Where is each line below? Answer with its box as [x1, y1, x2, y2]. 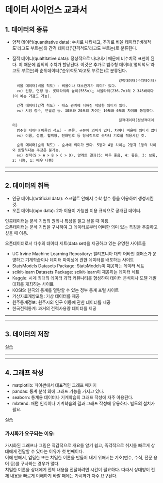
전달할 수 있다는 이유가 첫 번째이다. [17, 448, 84, 454]
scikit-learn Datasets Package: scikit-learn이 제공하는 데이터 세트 [12, 269, 140, 275]
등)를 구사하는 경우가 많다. [10, 460, 60, 466]
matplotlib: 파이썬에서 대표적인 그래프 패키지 [12, 382, 97, 388]
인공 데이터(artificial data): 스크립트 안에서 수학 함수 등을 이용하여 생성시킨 [12, 195, 154, 201]
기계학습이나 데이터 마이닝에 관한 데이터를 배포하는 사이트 [25, 257, 134, 262]
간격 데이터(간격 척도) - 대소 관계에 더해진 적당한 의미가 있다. [16, 103, 128, 108]
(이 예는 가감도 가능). [12, 94, 52, 99]
